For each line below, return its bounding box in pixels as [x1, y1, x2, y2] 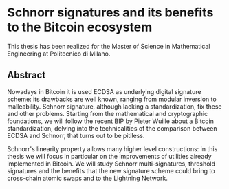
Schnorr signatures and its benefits [7, 5, 214, 21]
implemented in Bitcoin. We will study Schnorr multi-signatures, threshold [7, 159, 215, 168]
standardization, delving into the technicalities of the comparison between [7, 124, 218, 132]
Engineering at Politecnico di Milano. [7, 49, 111, 58]
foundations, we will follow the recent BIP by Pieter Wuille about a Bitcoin [7, 117, 215, 125]
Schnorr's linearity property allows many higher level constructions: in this [7, 144, 218, 153]
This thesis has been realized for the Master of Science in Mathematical [7, 42, 210, 50]
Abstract [7, 69, 46, 81]
